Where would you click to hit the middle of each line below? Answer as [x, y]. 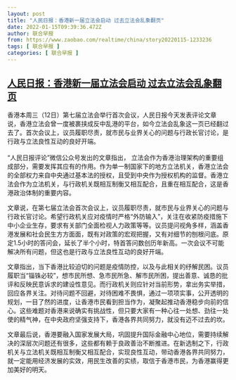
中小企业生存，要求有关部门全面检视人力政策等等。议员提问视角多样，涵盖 [115, 225]
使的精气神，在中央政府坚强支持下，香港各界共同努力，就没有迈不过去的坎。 [118, 319]
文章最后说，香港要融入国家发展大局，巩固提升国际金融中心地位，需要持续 [115, 334]
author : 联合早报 [31, 33]
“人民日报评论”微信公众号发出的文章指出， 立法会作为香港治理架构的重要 [112, 157]
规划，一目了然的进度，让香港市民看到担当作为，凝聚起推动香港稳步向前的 [115, 302]
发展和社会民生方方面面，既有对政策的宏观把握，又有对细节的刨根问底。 [118, 234]
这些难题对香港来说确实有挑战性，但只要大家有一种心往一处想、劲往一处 [124, 310]
